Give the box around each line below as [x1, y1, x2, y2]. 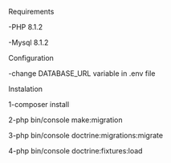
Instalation [8, 84, 43, 93]
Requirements [8, 7, 55, 16]
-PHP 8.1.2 [8, 22, 43, 31]
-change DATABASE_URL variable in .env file [8, 69, 156, 78]
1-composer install [8, 100, 70, 109]
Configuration [8, 54, 55, 62]
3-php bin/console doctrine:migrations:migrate [8, 131, 163, 140]
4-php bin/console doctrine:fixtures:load [8, 146, 143, 155]
